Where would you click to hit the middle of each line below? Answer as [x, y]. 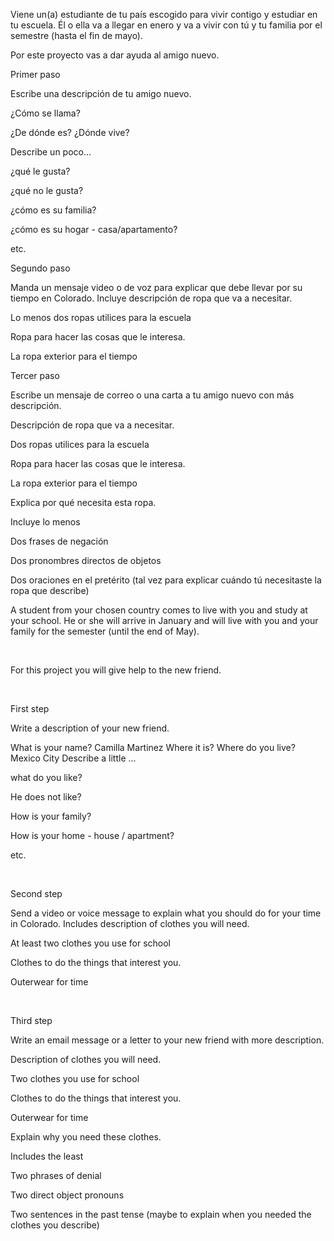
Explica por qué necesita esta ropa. [83, 502]
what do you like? [46, 777]
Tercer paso [35, 375]
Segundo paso [40, 268]
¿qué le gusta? [40, 171]
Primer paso [35, 74]
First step [30, 708]
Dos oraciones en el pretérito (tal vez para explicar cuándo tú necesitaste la [166, 580]
